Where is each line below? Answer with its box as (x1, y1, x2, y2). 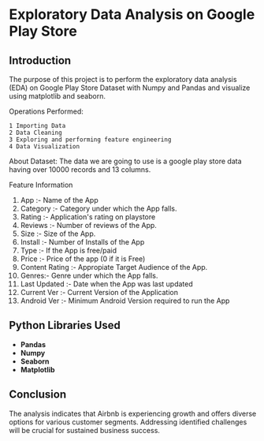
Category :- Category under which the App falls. (20, 204, 177, 213)
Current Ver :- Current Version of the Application (20, 288, 178, 297)
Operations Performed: (9, 107, 84, 116)
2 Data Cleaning (9, 129, 62, 136)
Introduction (9, 54, 72, 67)
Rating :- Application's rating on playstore (20, 212, 156, 222)
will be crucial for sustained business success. (9, 425, 161, 435)
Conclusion (9, 388, 67, 402)
